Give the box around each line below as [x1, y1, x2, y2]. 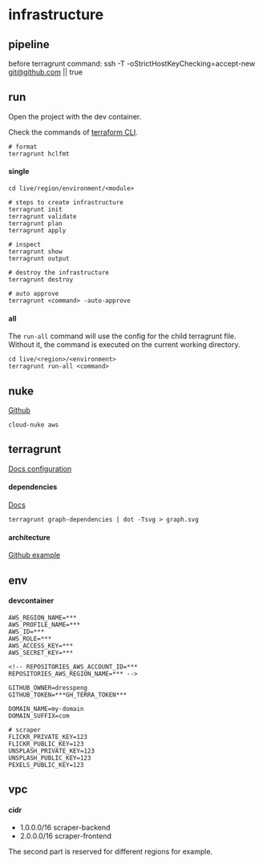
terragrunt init [8, 206, 63, 214]
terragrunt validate [8, 212, 78, 221]
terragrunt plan [8, 220, 63, 228]
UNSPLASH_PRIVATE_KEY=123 [8, 747, 95, 755]
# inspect [8, 240, 42, 249]
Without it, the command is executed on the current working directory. [8, 340, 241, 349]
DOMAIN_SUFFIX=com [8, 712, 70, 720]
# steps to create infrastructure [8, 199, 124, 207]
